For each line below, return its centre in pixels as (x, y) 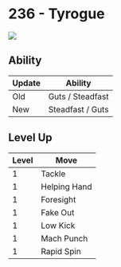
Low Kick (58, 226)
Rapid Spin (61, 251)
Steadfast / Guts (78, 109)
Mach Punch (64, 238)
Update (27, 83)
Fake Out (58, 212)
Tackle (53, 174)
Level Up (30, 137)
